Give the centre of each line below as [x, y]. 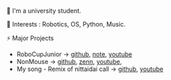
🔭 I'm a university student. [44, 11]
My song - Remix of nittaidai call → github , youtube [90, 69]
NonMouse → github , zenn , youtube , [69, 62]
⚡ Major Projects [30, 38]
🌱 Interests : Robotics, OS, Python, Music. [66, 24]
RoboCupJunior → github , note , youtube [74, 54]
